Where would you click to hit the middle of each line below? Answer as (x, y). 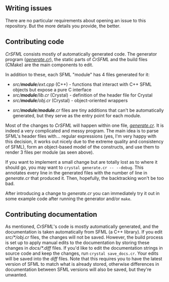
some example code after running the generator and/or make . (68, 199)
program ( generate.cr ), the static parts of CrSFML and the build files (76, 59)
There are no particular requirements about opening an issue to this (76, 20)
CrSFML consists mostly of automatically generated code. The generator (81, 54)
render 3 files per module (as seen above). (50, 152)
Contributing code (35, 42)
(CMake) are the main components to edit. (49, 65)
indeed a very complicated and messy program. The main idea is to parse (82, 130)
